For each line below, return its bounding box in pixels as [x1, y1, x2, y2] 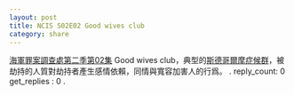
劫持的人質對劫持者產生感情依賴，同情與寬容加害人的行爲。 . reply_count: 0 [9, 66, 286, 76]
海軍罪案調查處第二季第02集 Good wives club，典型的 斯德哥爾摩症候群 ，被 [9, 55, 285, 66]
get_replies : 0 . [9, 76, 67, 87]
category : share [9, 29, 69, 38]
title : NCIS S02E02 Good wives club [9, 21, 145, 30]
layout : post [9, 12, 58, 22]
